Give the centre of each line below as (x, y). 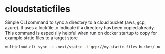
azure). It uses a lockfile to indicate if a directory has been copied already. (80, 27)
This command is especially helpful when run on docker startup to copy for (81, 33)
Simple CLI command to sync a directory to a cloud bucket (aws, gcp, (76, 22)
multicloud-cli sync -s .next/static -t (47, 47)
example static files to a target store (41, 38)
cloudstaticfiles (38, 9)
